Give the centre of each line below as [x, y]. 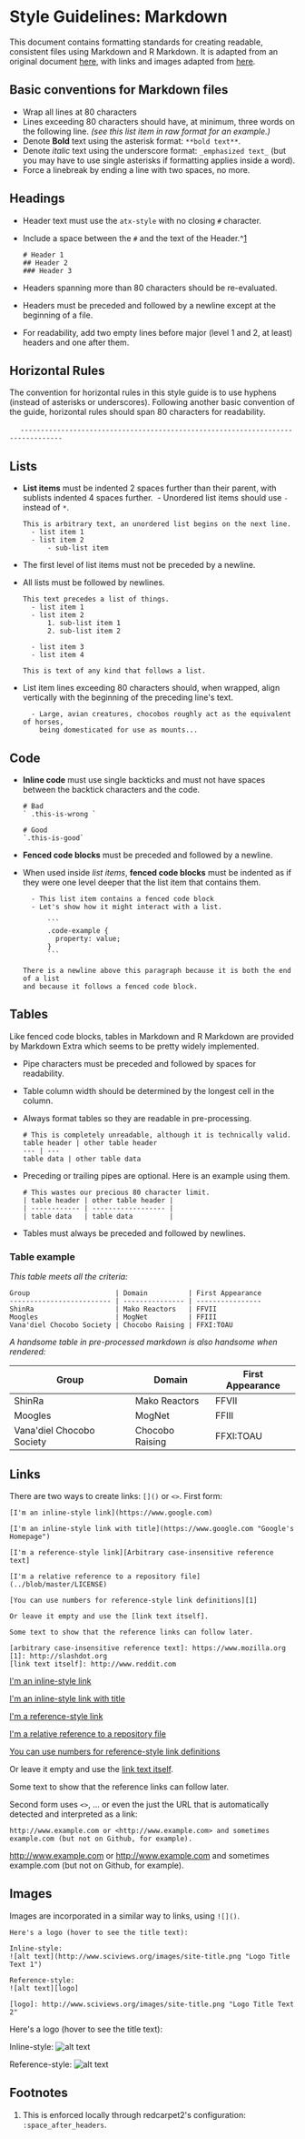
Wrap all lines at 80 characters [80, 112]
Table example [42, 1256]
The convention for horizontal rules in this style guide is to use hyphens [143, 392]
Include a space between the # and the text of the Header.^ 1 [135, 238]
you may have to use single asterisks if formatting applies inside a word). [159, 160]
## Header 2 [45, 263]
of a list [41, 978]
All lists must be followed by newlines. [93, 583]
